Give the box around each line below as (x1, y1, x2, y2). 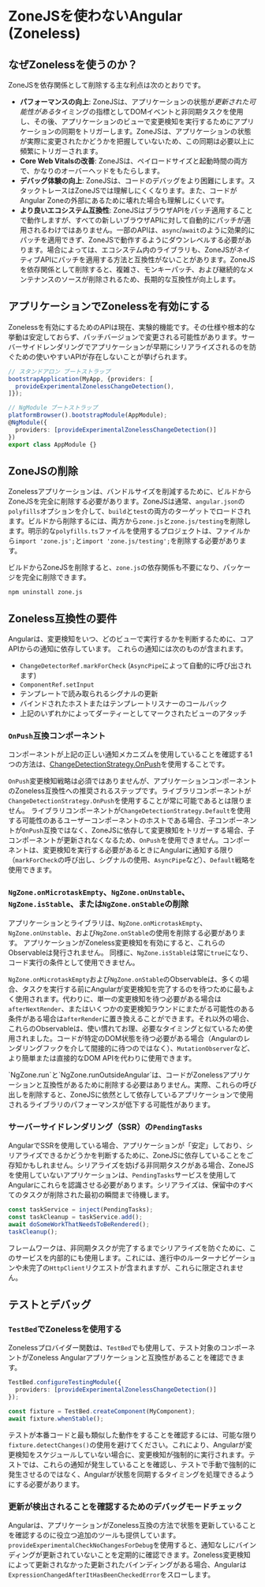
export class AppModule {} (8, 440, 97, 448)
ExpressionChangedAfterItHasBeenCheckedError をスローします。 (8, 1570, 215, 1579)
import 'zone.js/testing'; (81, 537, 171, 545)
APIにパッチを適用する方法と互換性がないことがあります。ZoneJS (39, 255, 256, 264)
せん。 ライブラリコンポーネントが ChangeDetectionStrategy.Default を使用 (8, 806, 251, 815)
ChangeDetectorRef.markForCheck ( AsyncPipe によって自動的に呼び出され (19, 661, 252, 671)
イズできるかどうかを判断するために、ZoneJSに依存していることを (28, 1151, 247, 1160)
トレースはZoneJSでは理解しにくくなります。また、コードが (40, 186, 238, 195)
